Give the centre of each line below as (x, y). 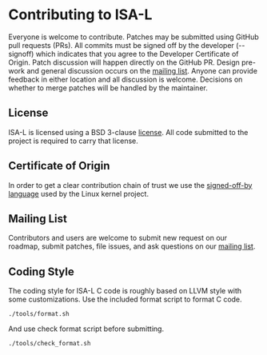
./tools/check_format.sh (50, 344)
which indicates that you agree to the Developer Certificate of (137, 54)
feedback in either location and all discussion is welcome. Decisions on (126, 79)
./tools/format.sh (39, 314)
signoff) (21, 54)
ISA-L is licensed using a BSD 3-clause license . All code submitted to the (128, 132)
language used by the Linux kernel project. (79, 193)
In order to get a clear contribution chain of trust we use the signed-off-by (130, 185)
